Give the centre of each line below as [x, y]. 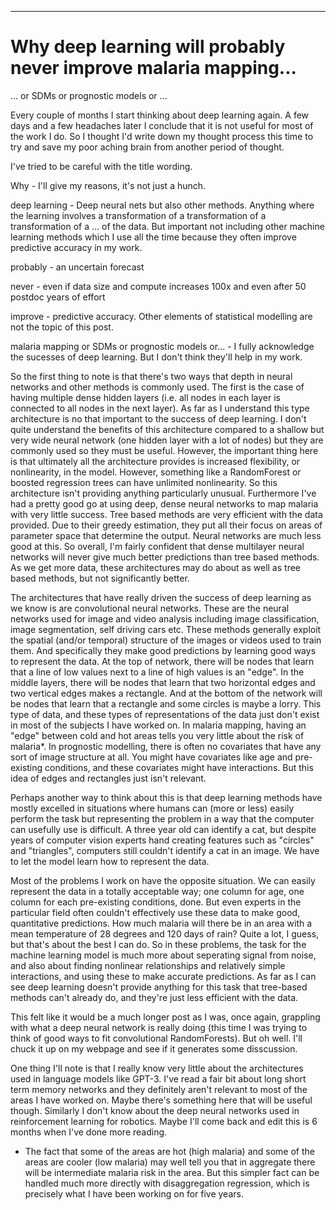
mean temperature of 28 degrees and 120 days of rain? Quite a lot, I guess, [165, 933]
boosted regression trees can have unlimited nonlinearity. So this [144, 482]
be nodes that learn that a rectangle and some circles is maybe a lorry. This [166, 703]
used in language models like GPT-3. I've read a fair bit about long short [158, 1078]
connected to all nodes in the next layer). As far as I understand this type [160, 408]
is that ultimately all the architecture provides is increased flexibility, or [155, 461]
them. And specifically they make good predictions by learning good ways [163, 650]
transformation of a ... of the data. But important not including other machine [167, 226]
